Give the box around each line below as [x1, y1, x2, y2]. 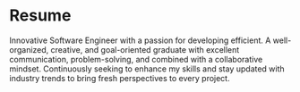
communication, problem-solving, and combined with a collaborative [9, 54, 263, 64]
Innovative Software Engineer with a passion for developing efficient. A [9, 35, 271, 46]
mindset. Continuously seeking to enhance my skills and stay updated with [9, 63, 285, 74]
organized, [9, 44, 49, 54]
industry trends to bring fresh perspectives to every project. [9, 72, 230, 83]
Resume [9, 5, 72, 26]
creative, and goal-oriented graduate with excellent [50, 44, 240, 54]
